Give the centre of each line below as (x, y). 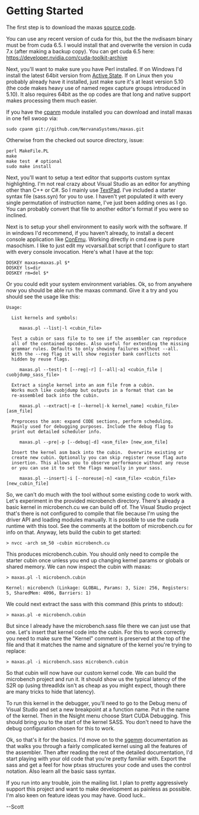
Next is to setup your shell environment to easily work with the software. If (97, 227)
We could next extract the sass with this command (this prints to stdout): (95, 604)
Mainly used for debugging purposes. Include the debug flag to (92, 426)
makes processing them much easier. (52, 100)
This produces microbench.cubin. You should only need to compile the (92, 554)
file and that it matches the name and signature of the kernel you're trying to (99, 645)
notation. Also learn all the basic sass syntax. (61, 771)
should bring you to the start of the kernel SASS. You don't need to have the (99, 722)
